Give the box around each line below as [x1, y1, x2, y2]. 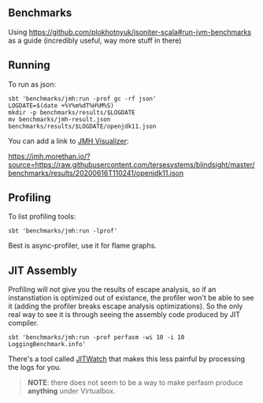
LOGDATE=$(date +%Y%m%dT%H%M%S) [8, 102, 114, 110]
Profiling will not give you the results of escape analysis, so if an [8, 285, 217, 294]
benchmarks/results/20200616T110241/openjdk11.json [8, 168, 183, 177]
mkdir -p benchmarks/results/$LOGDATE [8, 108, 135, 117]
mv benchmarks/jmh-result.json [8, 115, 111, 123]
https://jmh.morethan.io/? [8, 151, 91, 161]
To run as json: [8, 79, 57, 89]
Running [8, 58, 51, 72]
